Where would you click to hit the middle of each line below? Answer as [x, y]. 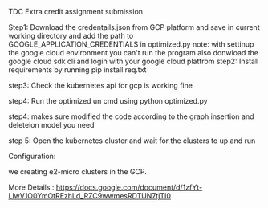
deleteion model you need [51, 125]
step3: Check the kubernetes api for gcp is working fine [100, 85]
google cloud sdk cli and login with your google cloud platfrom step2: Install [134, 61]
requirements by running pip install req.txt [77, 70]
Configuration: [32, 156]
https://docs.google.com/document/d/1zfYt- [129, 187]
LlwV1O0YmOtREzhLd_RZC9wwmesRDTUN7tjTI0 [89, 196]
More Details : [31, 187]
